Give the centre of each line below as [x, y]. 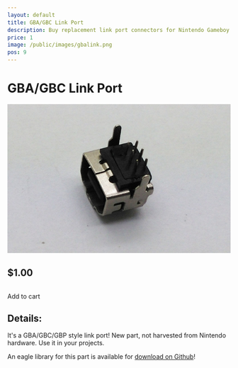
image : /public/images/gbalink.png [60, 45]
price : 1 [20, 38]
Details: [25, 318]
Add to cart [24, 296]
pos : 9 [17, 52]
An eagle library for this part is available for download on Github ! [102, 357]
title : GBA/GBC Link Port [45, 22]
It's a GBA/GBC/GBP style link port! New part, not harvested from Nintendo [117, 335]
